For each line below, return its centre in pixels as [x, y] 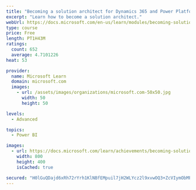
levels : [15, 114]
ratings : [17, 44]
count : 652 [24, 50]
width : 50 [33, 98]
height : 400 [31, 162]
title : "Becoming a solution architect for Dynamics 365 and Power [90, 11]
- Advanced [24, 119]
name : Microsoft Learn [39, 76]
